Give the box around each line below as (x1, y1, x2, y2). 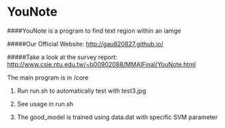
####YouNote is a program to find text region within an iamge (7, 27, 181, 35)
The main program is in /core (7, 73, 89, 82)
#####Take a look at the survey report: (7, 52, 118, 61)
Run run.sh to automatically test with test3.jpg (16, 86, 146, 95)
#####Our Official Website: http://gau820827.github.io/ (7, 39, 164, 48)
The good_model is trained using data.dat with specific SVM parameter (16, 113, 218, 121)
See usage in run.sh (16, 99, 74, 108)
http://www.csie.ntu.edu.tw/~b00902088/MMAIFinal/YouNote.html (7, 60, 196, 68)
